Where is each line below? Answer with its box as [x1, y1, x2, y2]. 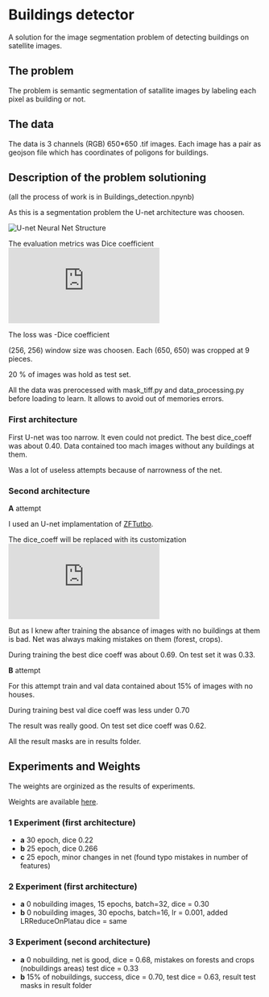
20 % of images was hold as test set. [8, 370, 131, 379]
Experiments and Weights [8, 759, 141, 774]
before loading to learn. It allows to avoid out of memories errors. [8, 394, 224, 403]
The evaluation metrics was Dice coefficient [8, 239, 155, 249]
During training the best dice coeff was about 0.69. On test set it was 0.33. [8, 650, 256, 660]
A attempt [8, 503, 42, 513]
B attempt [8, 665, 41, 675]
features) [19, 861, 51, 871]
